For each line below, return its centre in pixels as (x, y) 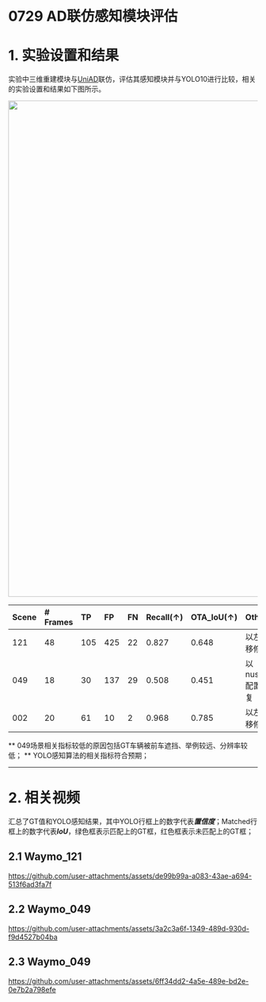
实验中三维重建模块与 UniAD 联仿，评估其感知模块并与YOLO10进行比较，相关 (132, 79)
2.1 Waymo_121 (45, 857)
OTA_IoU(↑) (214, 618)
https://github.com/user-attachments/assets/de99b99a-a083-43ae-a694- (130, 876)
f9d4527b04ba (33, 937)
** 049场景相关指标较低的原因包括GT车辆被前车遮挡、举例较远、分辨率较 (128, 746)
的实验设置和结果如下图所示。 (57, 89)
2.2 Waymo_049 (49, 910)
